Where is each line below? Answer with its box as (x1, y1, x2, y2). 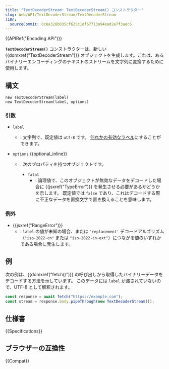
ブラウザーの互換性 (5, 344, 65, 353)
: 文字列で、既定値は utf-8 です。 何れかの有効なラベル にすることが (20, 134, 161, 140)
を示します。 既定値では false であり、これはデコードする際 (35, 190, 160, 196)
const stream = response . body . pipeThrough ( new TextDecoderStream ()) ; (5, 299, 155, 304)
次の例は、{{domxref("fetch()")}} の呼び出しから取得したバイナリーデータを (5, 272, 163, 278)
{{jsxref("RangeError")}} (12, 222, 63, 228)
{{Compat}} (5, 358, 29, 364)
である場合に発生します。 (20, 241, 73, 247)
